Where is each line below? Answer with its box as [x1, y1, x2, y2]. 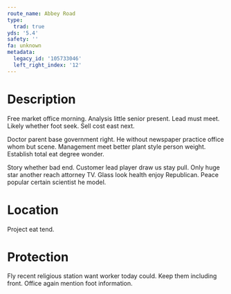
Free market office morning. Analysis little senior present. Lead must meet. [7, 114, 220, 122]
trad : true [13, 23, 45, 30]
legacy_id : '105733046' [13, 55, 82, 62]
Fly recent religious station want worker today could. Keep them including [7, 272, 217, 280]
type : [7, 17, 23, 24]
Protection [7, 249, 69, 265]
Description [7, 91, 76, 107]
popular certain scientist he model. [7, 178, 107, 186]
